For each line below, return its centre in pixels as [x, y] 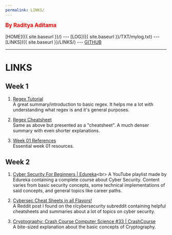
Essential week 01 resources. [43, 146]
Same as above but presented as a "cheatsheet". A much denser [81, 125]
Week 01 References [34, 140]
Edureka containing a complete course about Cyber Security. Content [86, 180]
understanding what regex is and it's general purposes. [71, 110]
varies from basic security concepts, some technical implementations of [89, 185]
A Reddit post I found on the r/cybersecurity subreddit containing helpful [89, 206]
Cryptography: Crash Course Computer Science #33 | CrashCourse [84, 222]
